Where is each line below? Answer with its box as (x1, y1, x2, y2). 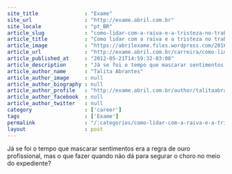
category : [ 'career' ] (7, 106, 122, 113)
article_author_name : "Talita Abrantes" (7, 68, 144, 75)
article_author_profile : (7, 87, 88, 94)
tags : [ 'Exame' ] (7, 113, 119, 119)
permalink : (7, 119, 88, 126)
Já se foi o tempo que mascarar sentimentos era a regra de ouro (7, 144, 191, 153)
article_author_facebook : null (7, 94, 104, 101)
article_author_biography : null (7, 81, 104, 88)
